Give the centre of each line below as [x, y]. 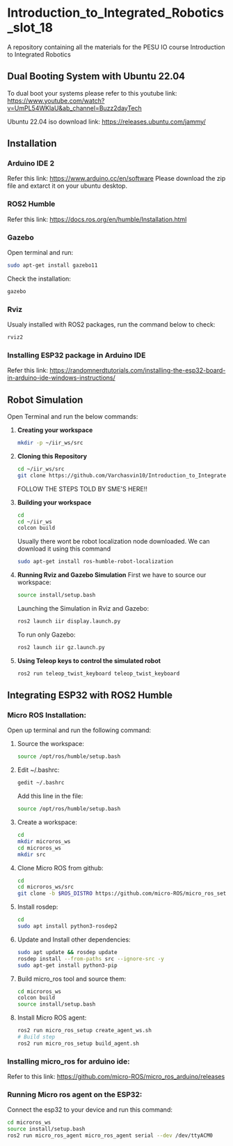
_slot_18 [30, 28]
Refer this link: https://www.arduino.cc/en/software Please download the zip [116, 179]
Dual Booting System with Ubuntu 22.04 [96, 76]
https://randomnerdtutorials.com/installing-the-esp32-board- [138, 371]
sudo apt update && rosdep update [67, 952]
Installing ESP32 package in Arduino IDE [77, 355]
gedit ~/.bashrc [41, 783]
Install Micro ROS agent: [52, 1018]
